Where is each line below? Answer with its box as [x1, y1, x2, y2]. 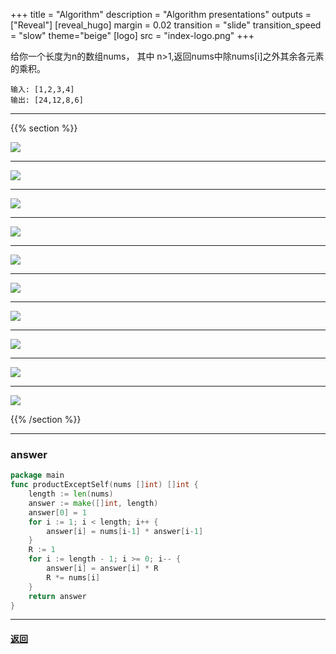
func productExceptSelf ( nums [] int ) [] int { [10, 480, 199, 490]
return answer [28, 591, 87, 601]
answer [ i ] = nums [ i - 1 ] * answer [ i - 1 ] [46, 526, 204, 536]
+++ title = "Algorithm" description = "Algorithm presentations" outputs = [10, 9, 312, 20]
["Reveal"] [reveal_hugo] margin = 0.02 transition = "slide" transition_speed [10, 19, 322, 31]
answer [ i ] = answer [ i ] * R [46, 564, 159, 574]
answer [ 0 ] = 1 [28, 507, 87, 518]
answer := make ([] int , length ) [28, 498, 159, 508]
